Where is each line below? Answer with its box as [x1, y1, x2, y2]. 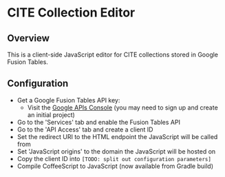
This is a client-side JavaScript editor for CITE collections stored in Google [7, 50, 219, 59]
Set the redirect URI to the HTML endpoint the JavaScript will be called [17, 132, 218, 140]
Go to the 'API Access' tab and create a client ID [17, 125, 153, 134]
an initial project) [27, 110, 76, 118]
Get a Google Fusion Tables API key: [17, 96, 120, 104]
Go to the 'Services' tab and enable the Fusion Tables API [17, 118, 181, 126]
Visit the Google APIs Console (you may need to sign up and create [27, 103, 218, 112]
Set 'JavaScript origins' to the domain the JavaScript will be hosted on [17, 147, 216, 156]
